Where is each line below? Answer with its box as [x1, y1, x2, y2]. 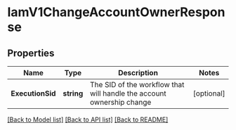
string [63, 89, 84, 98]
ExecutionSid [11, 89, 56, 98]
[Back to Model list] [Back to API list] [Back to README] [7, 115, 169, 124]
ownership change [90, 98, 152, 107]
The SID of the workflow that [90, 80, 185, 89]
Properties [7, 47, 55, 59]
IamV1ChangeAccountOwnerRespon [7, 4, 225, 20]
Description [118, 68, 158, 77]
